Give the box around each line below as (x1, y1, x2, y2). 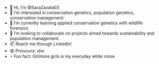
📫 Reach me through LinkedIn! (9, 41, 72, 47)
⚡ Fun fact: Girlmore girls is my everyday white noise (9, 53, 115, 59)
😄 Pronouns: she (9, 48, 45, 53)
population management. (9, 35, 60, 41)
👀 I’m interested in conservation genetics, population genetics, (9, 10, 135, 16)
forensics (9, 25, 29, 31)
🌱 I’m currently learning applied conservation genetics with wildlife (9, 20, 143, 26)
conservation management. (9, 15, 65, 20)
